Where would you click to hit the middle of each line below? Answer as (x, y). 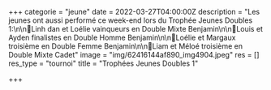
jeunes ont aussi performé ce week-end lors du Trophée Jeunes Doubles (131, 20)
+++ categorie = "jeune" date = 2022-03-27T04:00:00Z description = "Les (134, 12)
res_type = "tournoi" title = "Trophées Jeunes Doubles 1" (103, 63)
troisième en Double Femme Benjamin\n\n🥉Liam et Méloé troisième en (126, 46)
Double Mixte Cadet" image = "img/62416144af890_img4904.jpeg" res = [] (134, 55)
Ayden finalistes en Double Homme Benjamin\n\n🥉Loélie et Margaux (122, 37)
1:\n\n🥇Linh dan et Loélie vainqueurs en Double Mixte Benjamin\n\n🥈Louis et (136, 29)
